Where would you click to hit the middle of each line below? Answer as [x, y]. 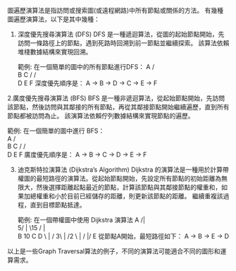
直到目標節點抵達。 [58, 205]
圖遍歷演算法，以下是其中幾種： [54, 19]
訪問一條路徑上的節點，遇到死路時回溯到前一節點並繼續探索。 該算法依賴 [123, 43]
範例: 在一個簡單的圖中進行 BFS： [56, 131]
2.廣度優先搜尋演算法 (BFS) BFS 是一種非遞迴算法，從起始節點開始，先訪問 [116, 98]
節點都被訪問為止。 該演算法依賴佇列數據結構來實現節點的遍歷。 [101, 116]
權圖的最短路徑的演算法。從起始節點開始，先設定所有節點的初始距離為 [119, 178]
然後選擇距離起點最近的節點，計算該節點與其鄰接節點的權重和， [129, 187]
